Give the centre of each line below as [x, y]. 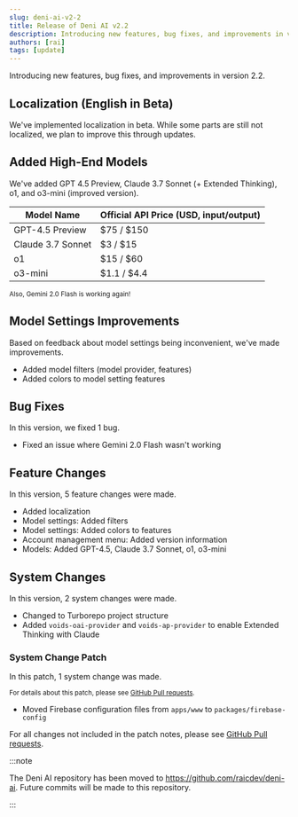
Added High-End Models [78, 162]
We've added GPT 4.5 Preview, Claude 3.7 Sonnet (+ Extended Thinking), [143, 184]
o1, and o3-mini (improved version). [74, 192]
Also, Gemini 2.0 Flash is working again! [70, 294]
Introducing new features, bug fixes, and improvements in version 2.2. [137, 75]
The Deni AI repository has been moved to [86, 778]
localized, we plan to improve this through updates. [103, 134]
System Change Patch [58, 657]
